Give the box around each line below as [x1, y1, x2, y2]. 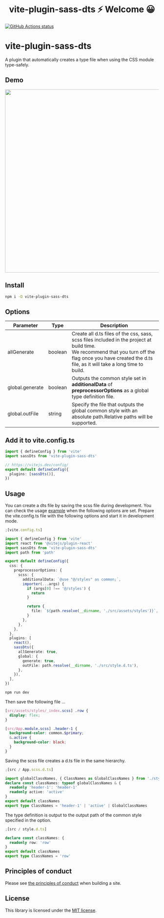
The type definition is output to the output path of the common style [5, 812, 142, 818]
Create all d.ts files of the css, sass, [71, 330, 153, 337]
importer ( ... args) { [22, 581, 64, 586]
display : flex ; [9, 713, 41, 718]
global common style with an [71, 407, 138, 414]
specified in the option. [5, 817, 51, 823]
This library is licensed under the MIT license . [5, 907, 97, 913]
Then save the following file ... [5, 699, 66, 705]
